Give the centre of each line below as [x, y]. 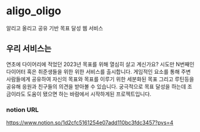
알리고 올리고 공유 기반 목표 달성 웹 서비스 [55, 28]
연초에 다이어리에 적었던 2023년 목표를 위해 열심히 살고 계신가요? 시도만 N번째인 [100, 64]
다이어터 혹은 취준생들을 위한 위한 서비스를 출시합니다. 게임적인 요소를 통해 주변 [99, 71]
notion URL [22, 109]
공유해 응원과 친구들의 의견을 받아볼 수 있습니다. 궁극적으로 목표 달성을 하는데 [96, 86]
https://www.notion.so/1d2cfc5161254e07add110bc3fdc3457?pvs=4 [90, 122]
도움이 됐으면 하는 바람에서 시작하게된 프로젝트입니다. [89, 94]
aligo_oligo [34, 11]
